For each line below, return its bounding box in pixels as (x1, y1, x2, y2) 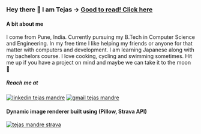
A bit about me (6, 20, 44, 28)
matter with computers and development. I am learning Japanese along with (6, 46, 195, 53)
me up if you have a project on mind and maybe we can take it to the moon (6, 59, 191, 66)
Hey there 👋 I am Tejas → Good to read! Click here (6, 5, 153, 14)
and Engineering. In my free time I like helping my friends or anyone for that (6, 40, 193, 47)
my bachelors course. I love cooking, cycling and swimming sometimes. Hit (6, 53, 193, 60)
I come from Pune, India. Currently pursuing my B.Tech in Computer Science (6, 33, 196, 41)
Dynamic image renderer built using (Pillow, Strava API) (6, 108, 147, 115)
